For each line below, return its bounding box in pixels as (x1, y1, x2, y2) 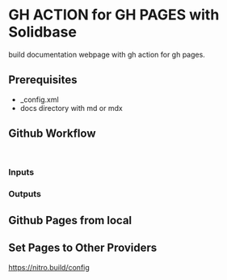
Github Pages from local (8, 213, 132, 227)
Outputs (8, 189, 42, 200)
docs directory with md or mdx (19, 103, 123, 112)
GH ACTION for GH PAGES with (8, 6, 220, 24)
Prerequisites (8, 73, 78, 87)
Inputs (8, 167, 35, 178)
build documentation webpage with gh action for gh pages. (8, 49, 206, 59)
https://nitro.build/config (8, 262, 90, 272)
